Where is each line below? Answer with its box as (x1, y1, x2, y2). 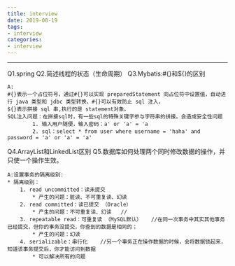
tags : (7, 23, 23, 30)
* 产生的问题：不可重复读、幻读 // (32, 209, 127, 216)
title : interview (7, 10, 58, 17)
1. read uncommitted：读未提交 (20, 186, 106, 193)
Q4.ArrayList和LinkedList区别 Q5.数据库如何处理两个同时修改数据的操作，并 (7, 148, 226, 155)
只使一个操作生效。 (7, 156, 63, 164)
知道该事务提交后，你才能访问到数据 (7, 246, 97, 253)
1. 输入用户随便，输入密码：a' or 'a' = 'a (32, 120, 148, 127)
